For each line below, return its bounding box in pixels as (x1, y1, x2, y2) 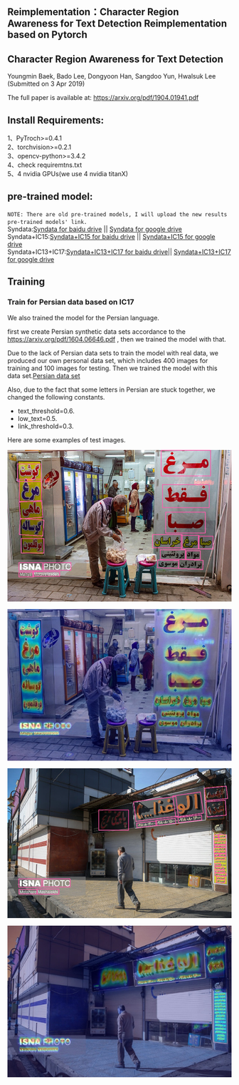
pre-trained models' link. (7, 218, 87, 225)
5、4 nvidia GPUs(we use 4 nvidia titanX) (7, 170, 129, 178)
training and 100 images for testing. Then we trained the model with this (7, 364, 218, 372)
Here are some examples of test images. (7, 435, 126, 444)
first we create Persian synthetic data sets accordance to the (7, 327, 186, 336)
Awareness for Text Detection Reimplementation (7, 18, 228, 30)
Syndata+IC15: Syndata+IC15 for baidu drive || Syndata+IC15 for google (7, 232, 216, 240)
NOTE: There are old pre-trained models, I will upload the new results (7, 210, 228, 218)
